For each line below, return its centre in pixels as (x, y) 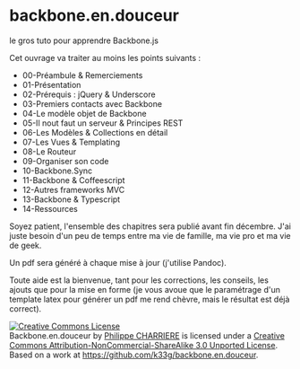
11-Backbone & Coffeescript (73, 180)
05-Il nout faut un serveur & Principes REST (103, 123)
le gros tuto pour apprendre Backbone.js (84, 40)
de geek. (26, 245)
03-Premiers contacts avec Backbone (92, 103)
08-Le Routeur (49, 151)
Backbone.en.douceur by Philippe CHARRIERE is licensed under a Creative (147, 335)
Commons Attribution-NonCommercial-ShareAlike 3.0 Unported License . (144, 345)
